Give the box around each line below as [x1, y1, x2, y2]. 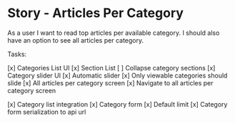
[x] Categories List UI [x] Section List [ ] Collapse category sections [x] [7, 63, 216, 72]
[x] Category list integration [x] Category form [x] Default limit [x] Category [7, 100, 228, 108]
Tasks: [7, 50, 27, 58]
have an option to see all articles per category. [7, 36, 144, 44]
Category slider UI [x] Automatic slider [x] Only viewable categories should [7, 71, 228, 80]
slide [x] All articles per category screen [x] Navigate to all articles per [7, 78, 214, 87]
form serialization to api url [7, 107, 86, 116]
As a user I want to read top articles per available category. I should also [7, 28, 220, 37]
